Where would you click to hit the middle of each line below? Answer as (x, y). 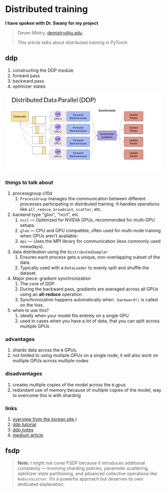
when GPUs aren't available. (49, 236)
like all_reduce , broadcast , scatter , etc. (61, 209)
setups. (27, 225)
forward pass (26, 76)
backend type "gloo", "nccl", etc (45, 215)
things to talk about (29, 182)
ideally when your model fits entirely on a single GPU (74, 316)
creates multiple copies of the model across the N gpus (69, 384)
